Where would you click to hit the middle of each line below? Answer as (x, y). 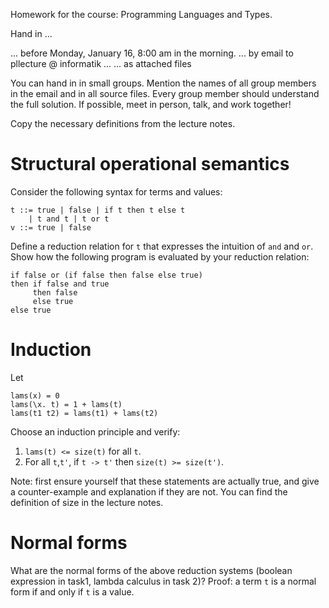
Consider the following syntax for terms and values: (116, 191)
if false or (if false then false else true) (106, 275)
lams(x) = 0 (35, 395)
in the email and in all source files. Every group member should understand (165, 93)
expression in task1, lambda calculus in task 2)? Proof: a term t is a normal (163, 581)
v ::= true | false (51, 227)
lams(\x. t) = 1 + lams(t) (66, 404)
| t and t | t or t (69, 219)
